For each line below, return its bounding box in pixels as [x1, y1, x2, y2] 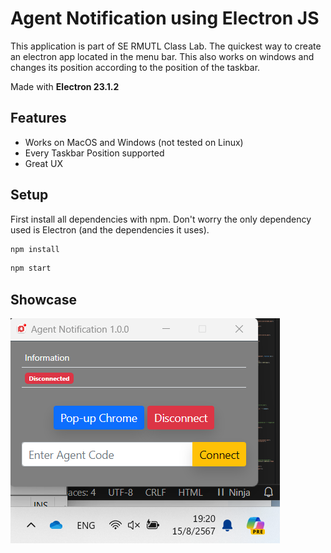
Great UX [24, 157, 63, 169]
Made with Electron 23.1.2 [10, 80, 120, 92]
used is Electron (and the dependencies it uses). [10, 223, 210, 236]
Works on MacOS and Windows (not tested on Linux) [24, 136, 244, 148]
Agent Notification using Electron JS [10, 7, 320, 30]
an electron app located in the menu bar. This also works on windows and [10, 50, 315, 62]
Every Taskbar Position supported [24, 147, 165, 159]
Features [10, 110, 67, 127]
